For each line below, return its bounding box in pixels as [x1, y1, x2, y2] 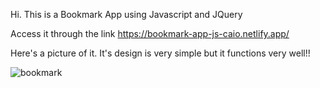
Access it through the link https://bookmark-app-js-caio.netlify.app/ [10, 28, 290, 39]
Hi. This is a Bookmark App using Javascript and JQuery [10, 9, 243, 20]
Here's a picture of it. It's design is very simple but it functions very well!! [10, 47, 311, 59]
